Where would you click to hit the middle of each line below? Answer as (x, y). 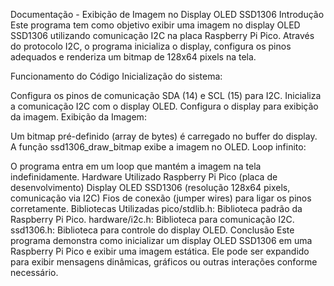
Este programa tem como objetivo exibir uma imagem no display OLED (155, 25)
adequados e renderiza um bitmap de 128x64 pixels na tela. (133, 57)
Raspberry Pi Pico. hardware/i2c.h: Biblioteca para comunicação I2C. (152, 219)
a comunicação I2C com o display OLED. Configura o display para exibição (164, 106)
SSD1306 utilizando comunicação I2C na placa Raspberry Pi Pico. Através (162, 35)
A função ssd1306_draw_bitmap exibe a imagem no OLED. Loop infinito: (158, 147)
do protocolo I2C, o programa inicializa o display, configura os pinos (151, 46)
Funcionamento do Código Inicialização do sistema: (116, 76)
